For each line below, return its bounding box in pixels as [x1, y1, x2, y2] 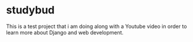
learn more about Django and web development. [6, 29, 124, 36]
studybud [6, 3, 55, 17]
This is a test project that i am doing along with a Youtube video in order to [6, 23, 187, 30]
